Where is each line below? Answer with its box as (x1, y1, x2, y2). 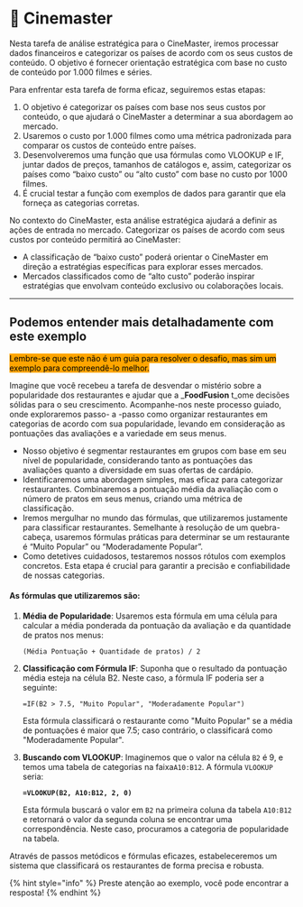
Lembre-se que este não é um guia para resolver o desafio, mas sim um (9, 353, 277, 363)
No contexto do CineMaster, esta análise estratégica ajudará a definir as (9, 215, 278, 225)
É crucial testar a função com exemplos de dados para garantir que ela (22, 188, 287, 198)
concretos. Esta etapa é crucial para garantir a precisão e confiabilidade (22, 560, 290, 571)
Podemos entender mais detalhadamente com (9, 315, 274, 330)
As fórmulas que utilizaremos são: (9, 591, 141, 601)
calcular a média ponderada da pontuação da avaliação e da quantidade (22, 619, 291, 630)
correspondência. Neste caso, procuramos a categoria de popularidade (22, 823, 289, 834)
